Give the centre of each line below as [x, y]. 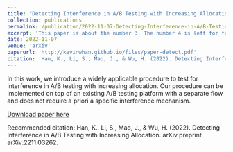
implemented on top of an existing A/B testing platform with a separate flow [115, 93]
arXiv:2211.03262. [33, 142]
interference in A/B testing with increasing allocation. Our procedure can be [115, 86]
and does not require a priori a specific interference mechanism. [99, 101]
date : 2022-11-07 [32, 40]
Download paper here [38, 114]
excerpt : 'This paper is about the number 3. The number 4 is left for [113, 33]
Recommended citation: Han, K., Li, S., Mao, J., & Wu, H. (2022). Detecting [114, 127]
